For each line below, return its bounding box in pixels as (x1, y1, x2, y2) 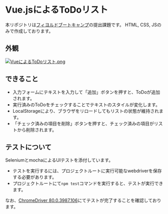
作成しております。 (14, 28, 53, 34)
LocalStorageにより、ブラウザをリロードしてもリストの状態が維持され (12, 108, 159, 114)
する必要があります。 (12, 174, 57, 180)
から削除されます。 (17, 126, 57, 133)
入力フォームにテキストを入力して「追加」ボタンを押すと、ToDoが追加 (12, 89, 160, 95)
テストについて (5, 142, 52, 151)
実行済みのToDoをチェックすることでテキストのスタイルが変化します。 (12, 101, 160, 108)
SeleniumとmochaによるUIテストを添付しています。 (5, 157, 114, 163)
